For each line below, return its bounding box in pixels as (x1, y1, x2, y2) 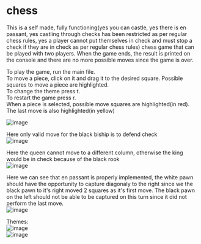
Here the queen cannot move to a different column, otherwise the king (6, 149, 183, 156)
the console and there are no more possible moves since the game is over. (6, 56, 194, 63)
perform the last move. (6, 199, 64, 207)
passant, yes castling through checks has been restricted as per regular (6, 30, 188, 37)
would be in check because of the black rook (6, 155, 120, 162)
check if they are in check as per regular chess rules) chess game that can (6, 43, 194, 51)
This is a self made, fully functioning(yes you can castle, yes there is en (6, 24, 186, 31)
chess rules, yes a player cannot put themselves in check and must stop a (6, 37, 192, 44)
